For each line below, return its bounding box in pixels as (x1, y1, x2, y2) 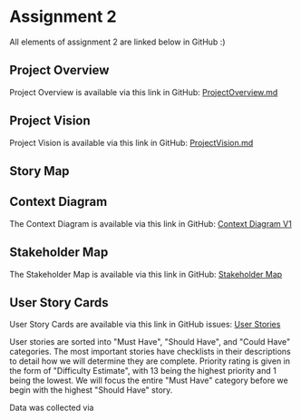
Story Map (9, 163, 70, 179)
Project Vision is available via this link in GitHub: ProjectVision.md (9, 137, 254, 148)
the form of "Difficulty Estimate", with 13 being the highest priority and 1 (9, 366, 277, 376)
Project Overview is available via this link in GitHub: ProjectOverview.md (9, 86, 278, 97)
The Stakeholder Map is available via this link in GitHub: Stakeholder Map (9, 269, 283, 279)
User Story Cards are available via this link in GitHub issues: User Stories (9, 319, 281, 330)
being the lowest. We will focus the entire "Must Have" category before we (9, 375, 288, 386)
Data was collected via (9, 402, 94, 414)
